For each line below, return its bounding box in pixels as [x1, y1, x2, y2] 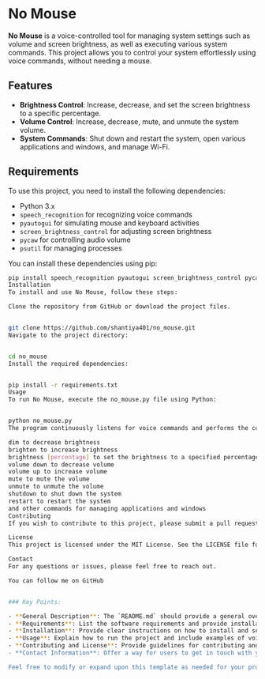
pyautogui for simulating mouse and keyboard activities [19, 218, 200, 228]
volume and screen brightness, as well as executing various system [8, 39, 228, 48]
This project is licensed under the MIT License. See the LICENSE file [8, 541, 248, 549]
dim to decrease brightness [8, 438, 101, 447]
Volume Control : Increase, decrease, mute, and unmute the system [19, 116, 239, 126]
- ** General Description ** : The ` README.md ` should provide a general [8, 612, 245, 621]
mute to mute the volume [8, 475, 90, 483]
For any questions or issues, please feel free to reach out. [8, 563, 217, 571]
